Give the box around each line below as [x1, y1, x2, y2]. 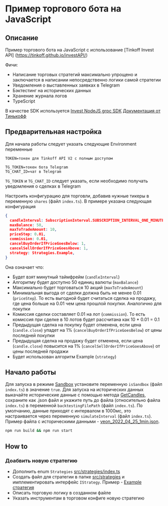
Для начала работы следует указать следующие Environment [5, 141, 136, 147]
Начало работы [5, 368, 56, 376]
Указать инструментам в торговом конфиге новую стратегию [12, 495, 144, 501]
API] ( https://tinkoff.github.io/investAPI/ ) [5, 52, 88, 58]
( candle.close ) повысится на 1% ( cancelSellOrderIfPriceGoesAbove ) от [12, 343, 160, 349]
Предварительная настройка [5, 128, 102, 136]
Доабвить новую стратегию [5, 457, 77, 464]
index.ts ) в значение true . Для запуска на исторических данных [5, 386, 144, 393]
